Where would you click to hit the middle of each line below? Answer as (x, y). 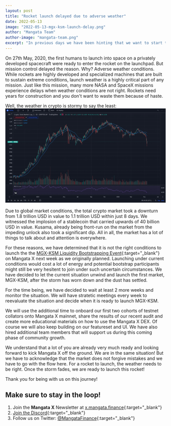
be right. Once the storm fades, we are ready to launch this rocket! (75, 369)
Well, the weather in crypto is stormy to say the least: (61, 106)
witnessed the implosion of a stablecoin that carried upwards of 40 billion (82, 221)
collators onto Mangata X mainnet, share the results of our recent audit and (84, 316)
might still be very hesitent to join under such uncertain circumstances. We (84, 269)
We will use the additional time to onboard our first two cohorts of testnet (82, 310)
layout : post (19, 11)
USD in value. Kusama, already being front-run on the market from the (79, 227)
